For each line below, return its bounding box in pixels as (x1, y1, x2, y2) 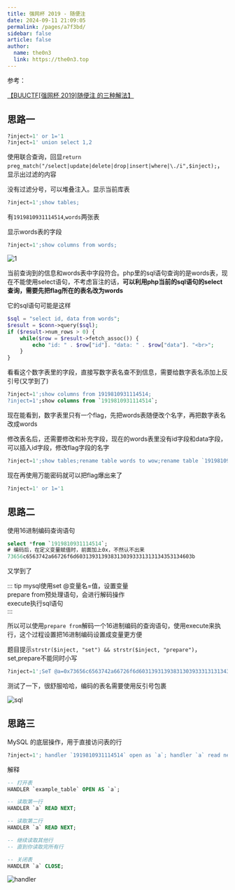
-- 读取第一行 (7, 798, 43, 806)
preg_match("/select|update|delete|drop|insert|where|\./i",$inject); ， (7, 161, 224, 170)
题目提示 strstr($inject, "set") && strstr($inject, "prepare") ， (7, 645, 201, 653)
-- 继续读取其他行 (7, 837, 54, 844)
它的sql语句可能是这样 (7, 301, 71, 310)
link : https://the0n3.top (13, 56, 90, 63)
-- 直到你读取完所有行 (7, 843, 64, 850)
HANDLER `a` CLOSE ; (7, 863, 64, 870)
